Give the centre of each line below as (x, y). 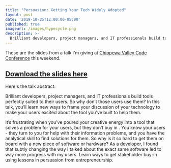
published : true (22, 24)
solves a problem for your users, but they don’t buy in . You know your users (85, 127)
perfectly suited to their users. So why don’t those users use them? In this (82, 102)
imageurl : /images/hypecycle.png (41, 29)
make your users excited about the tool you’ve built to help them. (73, 112)
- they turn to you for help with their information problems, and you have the (85, 133)
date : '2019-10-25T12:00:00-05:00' (43, 19)
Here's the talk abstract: (31, 86)
